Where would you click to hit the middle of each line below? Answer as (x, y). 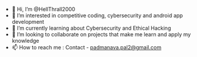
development (28, 22)
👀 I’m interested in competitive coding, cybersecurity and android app (97, 15)
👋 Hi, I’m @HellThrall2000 (43, 9)
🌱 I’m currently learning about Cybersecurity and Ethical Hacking (91, 28)
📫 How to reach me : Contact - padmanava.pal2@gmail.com (87, 47)
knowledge (26, 41)
